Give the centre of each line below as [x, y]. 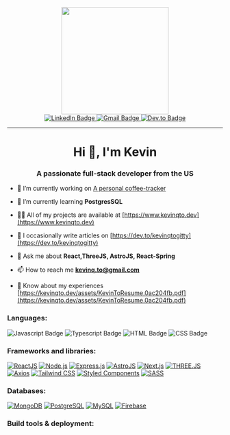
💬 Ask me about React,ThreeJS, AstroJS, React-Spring [96, 256]
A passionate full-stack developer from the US [115, 174]
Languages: [27, 318]
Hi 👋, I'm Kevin [115, 152]
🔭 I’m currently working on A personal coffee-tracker [91, 189]
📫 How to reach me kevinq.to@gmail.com [78, 270]
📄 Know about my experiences [60, 286]
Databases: [27, 391]
